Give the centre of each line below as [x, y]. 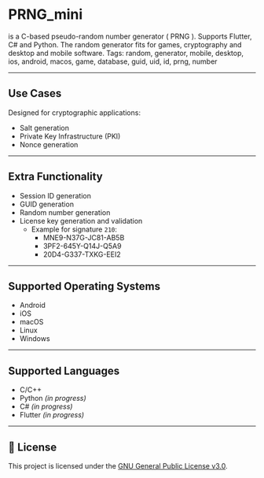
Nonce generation [49, 144]
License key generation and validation [81, 220]
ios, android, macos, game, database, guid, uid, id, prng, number [113, 61]
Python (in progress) [53, 398]
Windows [35, 339]
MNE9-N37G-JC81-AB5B [84, 237]
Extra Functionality [56, 177]
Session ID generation [55, 195]
